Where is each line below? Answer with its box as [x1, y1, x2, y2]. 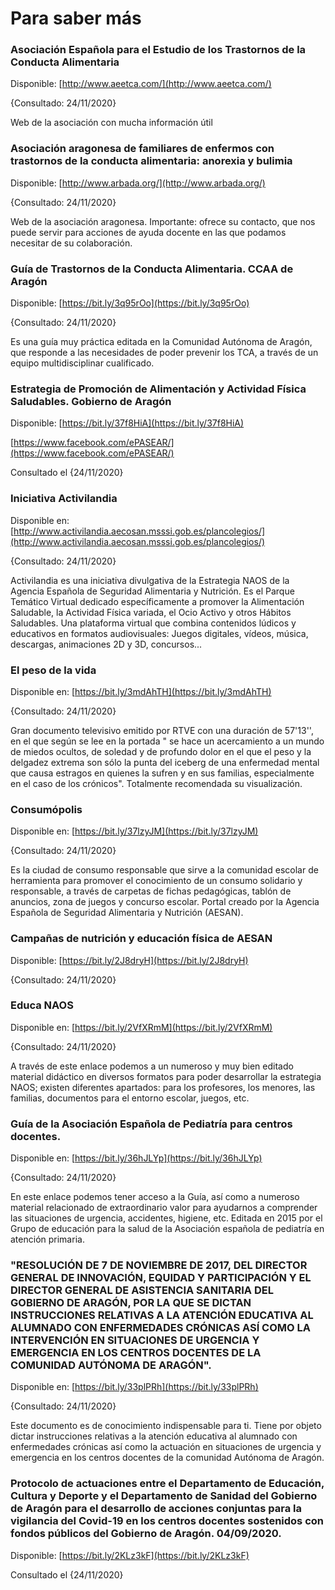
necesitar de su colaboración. [10, 237, 133, 249]
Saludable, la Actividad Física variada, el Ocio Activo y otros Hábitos [10, 606, 292, 618]
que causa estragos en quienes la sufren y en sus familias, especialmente [10, 767, 315, 779]
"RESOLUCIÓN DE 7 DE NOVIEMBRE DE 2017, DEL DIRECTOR [10, 1258, 308, 1272]
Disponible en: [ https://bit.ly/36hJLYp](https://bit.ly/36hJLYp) [10, 1152, 263, 1164]
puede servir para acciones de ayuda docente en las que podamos [10, 226, 287, 238]
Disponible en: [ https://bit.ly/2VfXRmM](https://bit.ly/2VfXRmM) [10, 1021, 273, 1033]
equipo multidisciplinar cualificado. [10, 357, 155, 369]
